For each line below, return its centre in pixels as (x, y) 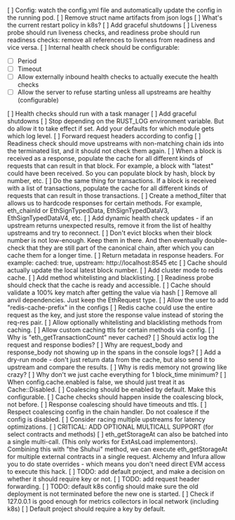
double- (216, 241)
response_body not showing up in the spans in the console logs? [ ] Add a (114, 352)
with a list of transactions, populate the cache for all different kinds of (108, 188)
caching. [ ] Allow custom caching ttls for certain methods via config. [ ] (111, 330)
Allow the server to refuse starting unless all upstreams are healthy (114, 92)
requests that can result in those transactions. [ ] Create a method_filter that (117, 196)
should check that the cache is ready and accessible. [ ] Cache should (109, 285)
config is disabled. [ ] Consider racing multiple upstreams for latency (106, 420)
